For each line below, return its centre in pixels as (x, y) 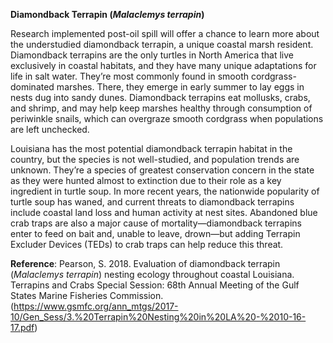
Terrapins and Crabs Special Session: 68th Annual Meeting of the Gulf (155, 285)
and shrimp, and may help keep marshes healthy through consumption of (161, 108)
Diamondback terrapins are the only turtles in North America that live (152, 55)
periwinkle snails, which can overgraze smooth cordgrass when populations (167, 118)
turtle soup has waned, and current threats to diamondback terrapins (152, 202)
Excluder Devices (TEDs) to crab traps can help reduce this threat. (147, 244)
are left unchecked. (50, 129)
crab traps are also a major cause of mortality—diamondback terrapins (156, 223)
